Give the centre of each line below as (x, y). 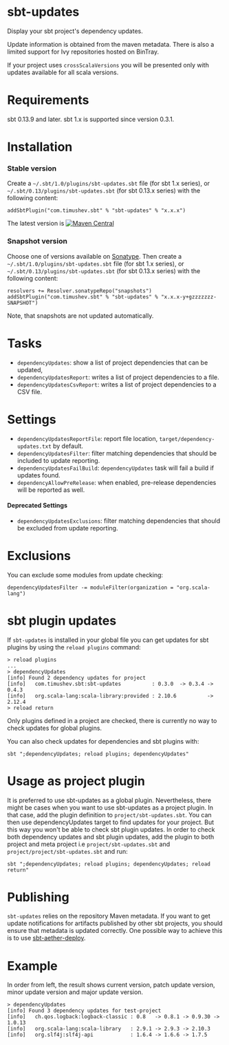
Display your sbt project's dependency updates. (75, 31)
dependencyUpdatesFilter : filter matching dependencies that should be (117, 453)
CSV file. (30, 391)
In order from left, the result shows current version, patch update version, (111, 985)
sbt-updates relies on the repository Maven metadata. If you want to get (109, 916)
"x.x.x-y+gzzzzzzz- (188, 297)
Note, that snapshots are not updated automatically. (80, 315)
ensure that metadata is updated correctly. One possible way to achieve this (115, 931)
